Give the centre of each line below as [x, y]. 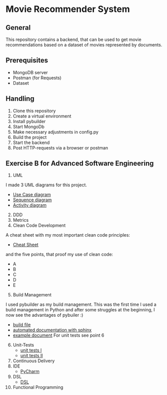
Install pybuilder [29, 121]
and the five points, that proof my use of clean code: [59, 255]
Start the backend [31, 142]
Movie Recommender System [68, 9]
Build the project [30, 137]
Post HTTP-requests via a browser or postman [60, 147]
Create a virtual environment [42, 116]
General [18, 28]
